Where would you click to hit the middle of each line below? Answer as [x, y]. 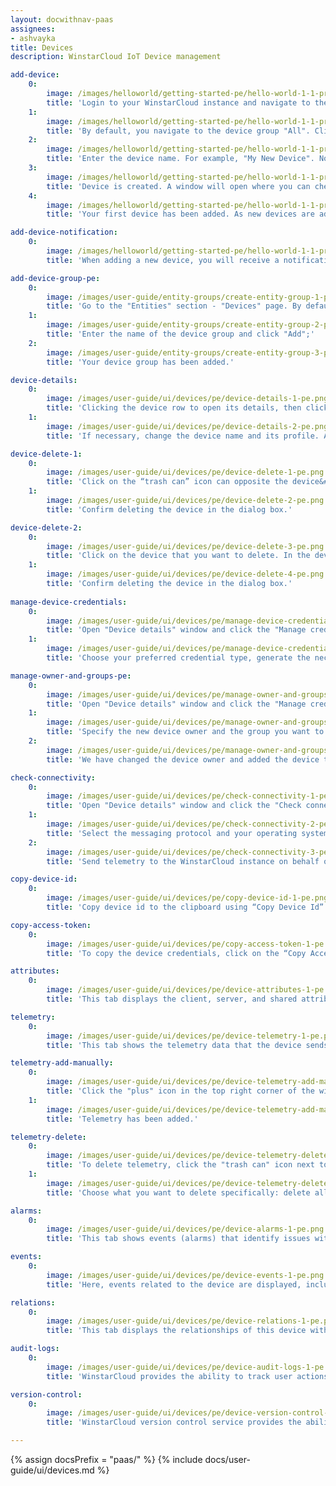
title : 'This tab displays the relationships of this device [176, 1331]
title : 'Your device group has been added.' [140, 362]
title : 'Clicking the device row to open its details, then [174, 408]
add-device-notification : [64, 232]
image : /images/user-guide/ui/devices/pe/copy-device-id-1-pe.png [187, 898]
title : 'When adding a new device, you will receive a [163, 260]
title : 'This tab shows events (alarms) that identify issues [178, 1239]
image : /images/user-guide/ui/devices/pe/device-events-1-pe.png [185, 1275]
